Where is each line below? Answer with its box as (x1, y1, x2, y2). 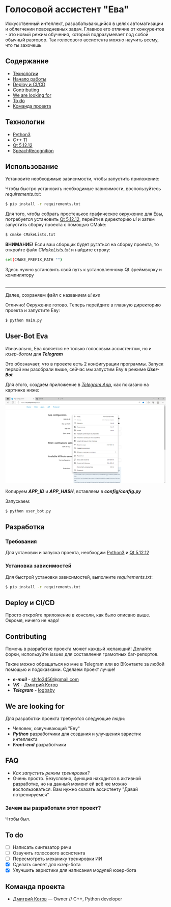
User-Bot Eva (5, 332, 48, 341)
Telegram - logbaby (12, 687, 55, 693)
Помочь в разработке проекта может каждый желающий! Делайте (5, 646, 152, 652)
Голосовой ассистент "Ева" (5, 4, 129, 15)
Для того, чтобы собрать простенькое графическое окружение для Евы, (5, 211, 164, 217)
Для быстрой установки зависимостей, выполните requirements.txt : (5, 574, 153, 580)
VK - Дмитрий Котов (12, 682, 58, 688)
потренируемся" (12, 791, 49, 797)
